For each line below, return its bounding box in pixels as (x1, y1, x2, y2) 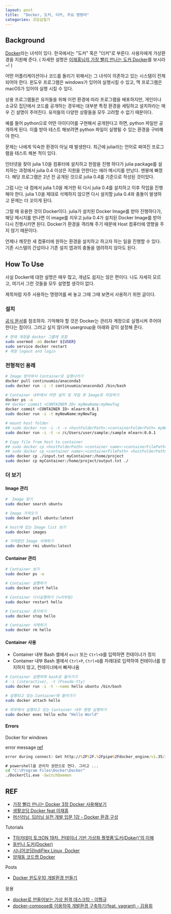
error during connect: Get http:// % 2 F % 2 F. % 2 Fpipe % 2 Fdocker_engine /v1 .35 (5, 754, 163, 759)
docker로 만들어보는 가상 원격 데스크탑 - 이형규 (12, 897, 107, 903)
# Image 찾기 (5, 497, 33, 502)
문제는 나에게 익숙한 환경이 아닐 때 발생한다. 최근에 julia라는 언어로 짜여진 (5, 144, 151, 150)
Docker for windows (5, 734, 48, 740)
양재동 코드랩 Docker (12, 854, 55, 860)
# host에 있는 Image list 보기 (5, 524, 66, 530)
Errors (5, 723, 19, 729)
